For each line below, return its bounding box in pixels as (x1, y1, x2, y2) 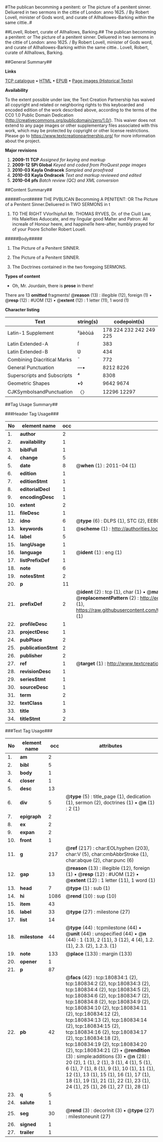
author (20, 431, 36, 437)
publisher (20, 652, 43, 659)
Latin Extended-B (7, 348, 49, 355)
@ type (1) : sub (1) (65, 885, 111, 891)
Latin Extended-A (7, 341, 49, 347)
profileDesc (20, 621, 48, 627)
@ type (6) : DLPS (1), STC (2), (76, 517, 147, 524)
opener (20, 958, 37, 965)
